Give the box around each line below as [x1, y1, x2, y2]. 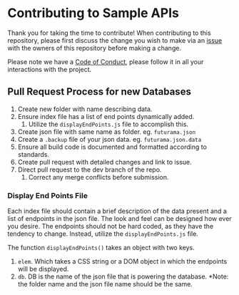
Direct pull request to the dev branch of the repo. [17, 165, 162, 174]
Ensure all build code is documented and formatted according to [17, 143, 207, 151]
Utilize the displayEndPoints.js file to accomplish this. [28, 120, 189, 128]
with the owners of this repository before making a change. [7, 43, 182, 52]
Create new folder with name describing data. [17, 105, 153, 113]
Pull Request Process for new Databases [7, 86, 191, 98]
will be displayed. [17, 265, 69, 274]
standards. [17, 150, 50, 158]
